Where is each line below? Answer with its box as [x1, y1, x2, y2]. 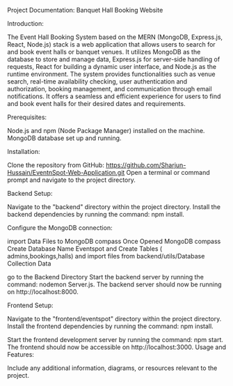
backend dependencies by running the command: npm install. [7, 210, 184, 218]
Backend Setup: [7, 190, 53, 197]
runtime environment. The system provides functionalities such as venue [7, 70, 216, 78]
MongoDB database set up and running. [7, 134, 122, 142]
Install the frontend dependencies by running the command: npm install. [7, 322, 214, 330]
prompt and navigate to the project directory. [7, 176, 136, 184]
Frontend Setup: [7, 301, 54, 309]
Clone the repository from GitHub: [7, 161, 104, 169]
